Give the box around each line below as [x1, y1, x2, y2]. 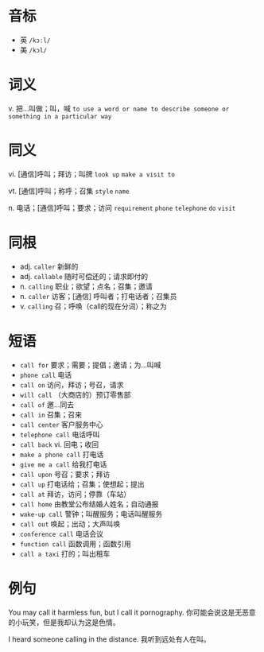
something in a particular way [8, 112, 112, 120]
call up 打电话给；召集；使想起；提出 [19, 479, 145, 489]
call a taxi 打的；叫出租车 [19, 549, 111, 558]
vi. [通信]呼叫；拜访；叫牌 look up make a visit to [8, 169, 175, 179]
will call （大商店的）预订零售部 [19, 390, 131, 399]
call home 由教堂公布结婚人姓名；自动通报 [19, 499, 159, 509]
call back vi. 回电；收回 [19, 439, 99, 449]
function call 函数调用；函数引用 [19, 538, 131, 549]
